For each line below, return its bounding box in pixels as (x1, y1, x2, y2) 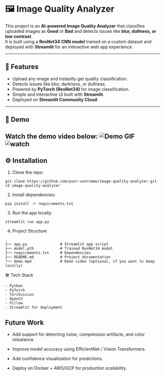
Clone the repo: (12, 169, 44, 175)
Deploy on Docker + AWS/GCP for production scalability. (12, 365, 127, 371)
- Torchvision (5, 292, 34, 297)
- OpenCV (5, 296, 23, 301)
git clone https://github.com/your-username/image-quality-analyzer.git (5, 179, 157, 184)
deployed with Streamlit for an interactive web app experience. (5, 44, 134, 50)
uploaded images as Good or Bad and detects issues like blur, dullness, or (5, 28, 157, 34)
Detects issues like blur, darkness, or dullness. (12, 81, 107, 87)
